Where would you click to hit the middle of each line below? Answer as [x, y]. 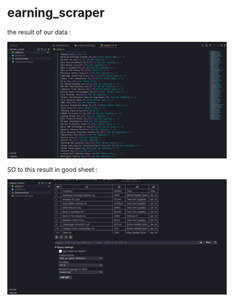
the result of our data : [39, 32]
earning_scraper [56, 13]
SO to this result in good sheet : [52, 169]
